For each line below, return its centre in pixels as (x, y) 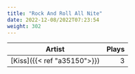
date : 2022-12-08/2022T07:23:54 (53, 20)
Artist (55, 49)
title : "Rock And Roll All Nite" (55, 13)
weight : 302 (24, 26)
